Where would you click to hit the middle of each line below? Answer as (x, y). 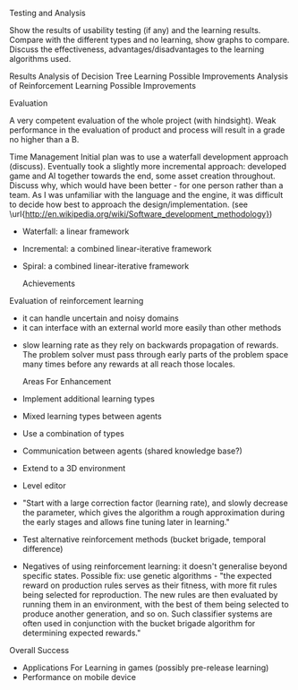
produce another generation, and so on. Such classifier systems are (147, 614)
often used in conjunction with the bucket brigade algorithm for (139, 623)
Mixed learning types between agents (92, 416)
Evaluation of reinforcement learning (77, 301)
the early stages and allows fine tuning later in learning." (126, 522)
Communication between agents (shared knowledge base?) (132, 451)
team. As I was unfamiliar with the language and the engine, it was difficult (146, 195)
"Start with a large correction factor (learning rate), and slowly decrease (155, 503)
